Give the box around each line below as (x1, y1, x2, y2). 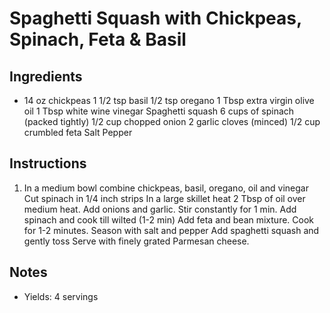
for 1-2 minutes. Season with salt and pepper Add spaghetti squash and (23, 224, 320, 236)
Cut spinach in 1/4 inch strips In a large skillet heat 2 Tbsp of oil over (23, 192, 306, 204)
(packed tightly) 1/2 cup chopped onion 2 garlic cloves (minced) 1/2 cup (23, 116, 321, 127)
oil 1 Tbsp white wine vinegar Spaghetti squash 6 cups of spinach (23, 105, 295, 117)
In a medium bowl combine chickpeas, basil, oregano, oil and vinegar (23, 182, 309, 194)
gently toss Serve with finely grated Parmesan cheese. (23, 235, 250, 247)
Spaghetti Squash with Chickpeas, (9, 7, 302, 30)
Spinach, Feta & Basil (9, 28, 187, 51)
